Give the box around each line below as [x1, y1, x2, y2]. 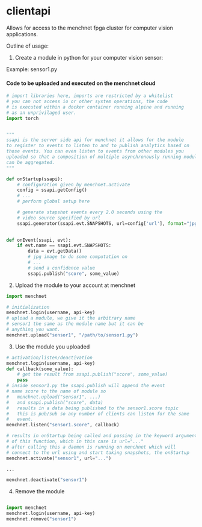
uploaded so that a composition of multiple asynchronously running [6, 154, 182, 160]
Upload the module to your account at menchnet [14, 282, 135, 289]
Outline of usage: [6, 42, 49, 49]
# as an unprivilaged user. [6, 110, 77, 116]
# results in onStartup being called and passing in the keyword [6, 433, 173, 439]
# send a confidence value [28, 265, 96, 271]
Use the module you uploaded [14, 342, 90, 350]
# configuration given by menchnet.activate [17, 181, 130, 188]
